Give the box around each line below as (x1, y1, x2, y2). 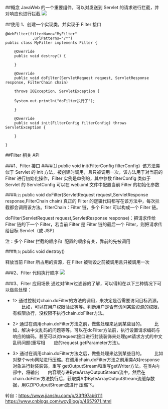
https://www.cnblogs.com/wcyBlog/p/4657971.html (5, 398, 112, 404)
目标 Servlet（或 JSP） (9, 228, 57, 233)
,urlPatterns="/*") (32, 36, 73, 41)
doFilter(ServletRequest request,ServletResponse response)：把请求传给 (5, 215, 156, 221)
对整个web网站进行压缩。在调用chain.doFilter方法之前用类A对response (12, 357, 160, 363)
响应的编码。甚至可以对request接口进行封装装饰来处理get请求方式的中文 (12, 333, 163, 339)
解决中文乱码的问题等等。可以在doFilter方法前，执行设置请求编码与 (21, 327, 160, 333)
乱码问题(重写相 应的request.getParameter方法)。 (12, 339, 123, 346)
